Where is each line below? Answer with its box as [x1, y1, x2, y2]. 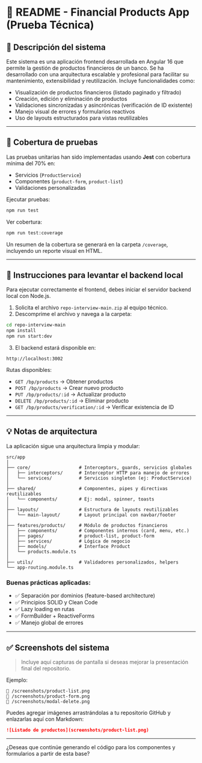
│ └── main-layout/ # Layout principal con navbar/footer [6, 512, 176, 518]
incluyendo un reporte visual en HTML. [6, 247, 103, 254]
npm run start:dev [6, 333, 52, 339]
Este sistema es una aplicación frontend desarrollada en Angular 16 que [6, 58, 184, 65]
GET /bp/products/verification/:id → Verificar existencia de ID [14, 404, 174, 410]
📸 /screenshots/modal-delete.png [6, 698, 90, 705]
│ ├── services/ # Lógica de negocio [6, 538, 130, 544]
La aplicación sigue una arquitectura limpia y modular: [6, 442, 140, 449]
